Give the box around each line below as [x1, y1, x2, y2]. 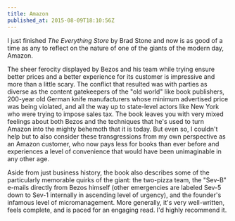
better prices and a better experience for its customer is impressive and [7, 72, 215, 81]
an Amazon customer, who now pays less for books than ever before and [7, 139, 220, 148]
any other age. [7, 154, 49, 163]
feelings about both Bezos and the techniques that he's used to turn [7, 117, 205, 125]
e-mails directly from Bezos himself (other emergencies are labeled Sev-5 [7, 183, 222, 191]
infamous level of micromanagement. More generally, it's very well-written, [7, 198, 225, 206]
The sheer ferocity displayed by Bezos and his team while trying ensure [7, 65, 215, 73]
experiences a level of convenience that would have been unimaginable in [7, 147, 222, 156]
